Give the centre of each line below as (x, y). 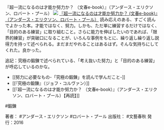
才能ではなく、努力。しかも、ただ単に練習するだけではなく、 (97, 26)
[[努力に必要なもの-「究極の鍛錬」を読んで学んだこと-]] (69, 77)
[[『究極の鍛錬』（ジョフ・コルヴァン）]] (51, 83)
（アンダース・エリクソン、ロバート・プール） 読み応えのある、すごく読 (78, 19)
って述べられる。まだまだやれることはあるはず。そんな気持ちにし (88, 44)
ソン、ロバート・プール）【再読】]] (46, 95)
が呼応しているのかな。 (29, 67)
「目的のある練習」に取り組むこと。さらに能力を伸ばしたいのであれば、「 (79, 32)
